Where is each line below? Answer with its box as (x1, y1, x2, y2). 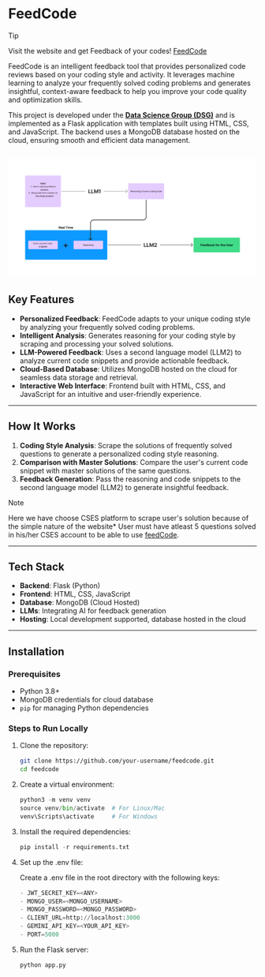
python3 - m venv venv (19, 796, 91, 804)
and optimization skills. (8, 95, 83, 104)
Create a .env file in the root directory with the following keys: (19, 873, 220, 882)
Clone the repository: (19, 741, 89, 751)
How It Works (8, 420, 77, 433)
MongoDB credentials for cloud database (19, 695, 154, 705)
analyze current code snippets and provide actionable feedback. (19, 356, 230, 365)
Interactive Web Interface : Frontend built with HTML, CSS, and (19, 380, 226, 391)
